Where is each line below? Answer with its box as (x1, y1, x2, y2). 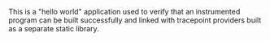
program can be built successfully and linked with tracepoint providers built (8, 15, 262, 25)
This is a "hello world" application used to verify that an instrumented (8, 7, 241, 16)
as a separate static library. (8, 24, 99, 33)
